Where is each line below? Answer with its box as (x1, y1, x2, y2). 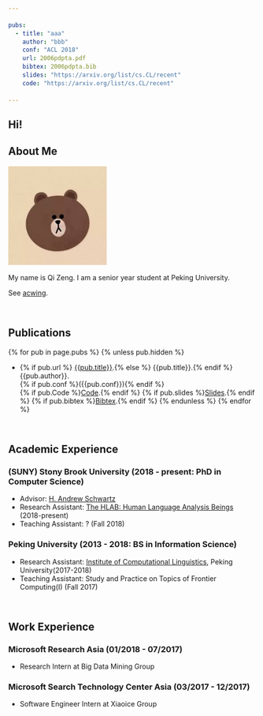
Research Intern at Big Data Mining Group (19, 662, 155, 671)
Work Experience (8, 620, 95, 633)
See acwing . (8, 288, 49, 298)
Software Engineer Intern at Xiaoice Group (19, 699, 157, 709)
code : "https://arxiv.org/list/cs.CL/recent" (22, 79, 175, 87)
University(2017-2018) (19, 565, 92, 575)
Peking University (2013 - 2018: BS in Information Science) (8, 539, 238, 550)
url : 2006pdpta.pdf (22, 54, 87, 62)
